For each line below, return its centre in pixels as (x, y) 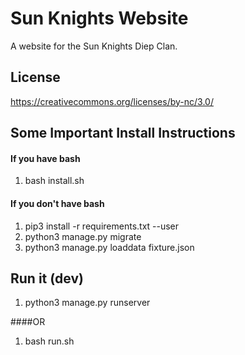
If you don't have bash (57, 203)
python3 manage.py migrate (83, 236)
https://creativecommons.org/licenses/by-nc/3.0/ (112, 101)
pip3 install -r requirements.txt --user (102, 226)
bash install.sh (54, 181)
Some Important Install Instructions (123, 133)
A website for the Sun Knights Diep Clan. (94, 46)
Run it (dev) (47, 278)
